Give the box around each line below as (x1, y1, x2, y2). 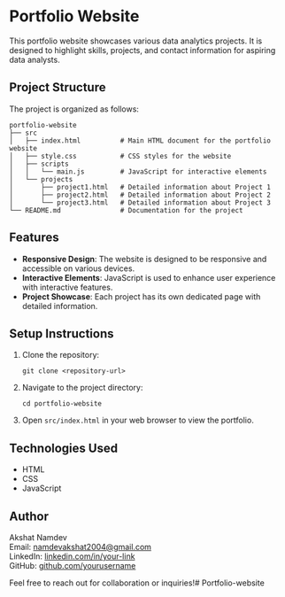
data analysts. (9, 54, 60, 65)
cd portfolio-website (21, 399, 102, 408)
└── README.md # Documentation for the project (9, 205, 243, 214)
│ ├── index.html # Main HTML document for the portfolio (9, 136, 272, 145)
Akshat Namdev (9, 532, 68, 542)
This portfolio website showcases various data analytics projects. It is (9, 35, 263, 46)
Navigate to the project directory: (21, 383, 143, 393)
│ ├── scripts (9, 159, 69, 168)
